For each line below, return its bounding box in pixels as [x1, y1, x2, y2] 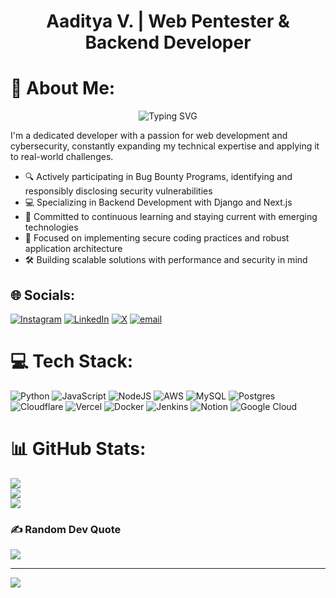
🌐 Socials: [10, 286, 76, 304]
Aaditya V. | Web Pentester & [46, 10, 290, 33]
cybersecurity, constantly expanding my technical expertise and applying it [10, 140, 320, 152]
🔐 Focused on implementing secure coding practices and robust [24, 232, 290, 244]
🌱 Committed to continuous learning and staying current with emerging [24, 211, 318, 223]
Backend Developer [84, 31, 252, 54]
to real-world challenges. [10, 151, 114, 163]
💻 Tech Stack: [10, 350, 134, 373]
